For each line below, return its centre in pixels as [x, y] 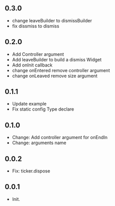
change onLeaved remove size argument [55, 76]
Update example [29, 104]
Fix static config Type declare [43, 109]
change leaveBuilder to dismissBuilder [52, 20]
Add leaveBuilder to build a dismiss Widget [57, 59]
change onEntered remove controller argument [61, 70]
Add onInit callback [32, 65]
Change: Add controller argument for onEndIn [60, 138]
